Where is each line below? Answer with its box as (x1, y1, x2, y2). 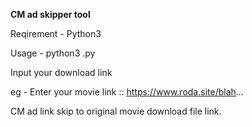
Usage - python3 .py (10, 47, 96, 59)
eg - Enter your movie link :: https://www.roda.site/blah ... (10, 86, 244, 98)
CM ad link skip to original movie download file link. (10, 105, 222, 117)
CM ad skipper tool (10, 9, 91, 20)
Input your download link (10, 67, 113, 78)
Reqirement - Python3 (10, 28, 102, 39)
